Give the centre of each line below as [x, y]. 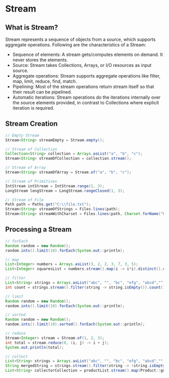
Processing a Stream [38, 230]
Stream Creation [31, 124]
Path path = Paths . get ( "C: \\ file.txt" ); [48, 204]
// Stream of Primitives [31, 181]
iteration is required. [33, 108]
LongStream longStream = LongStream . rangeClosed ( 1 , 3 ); [65, 191]
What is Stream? [32, 27]
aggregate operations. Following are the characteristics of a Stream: [76, 45]
